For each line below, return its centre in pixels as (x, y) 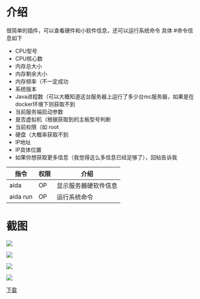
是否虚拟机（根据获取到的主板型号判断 (63, 119)
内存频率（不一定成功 (42, 81)
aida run (21, 196)
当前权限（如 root (37, 127)
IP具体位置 (28, 149)
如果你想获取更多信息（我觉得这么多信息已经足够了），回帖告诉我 (96, 157)
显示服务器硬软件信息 (87, 185)
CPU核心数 (29, 58)
